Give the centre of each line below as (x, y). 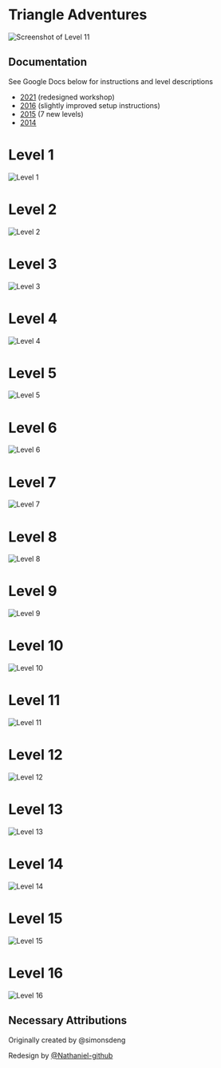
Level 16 (36, 973)
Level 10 (36, 646)
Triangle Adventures (78, 15)
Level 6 (33, 427)
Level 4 (33, 318)
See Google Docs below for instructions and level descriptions (111, 81)
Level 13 (36, 810)
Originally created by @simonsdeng (67, 1040)
